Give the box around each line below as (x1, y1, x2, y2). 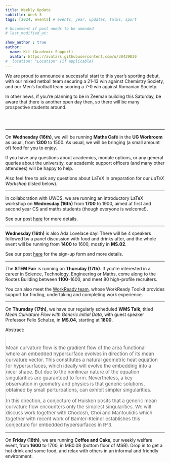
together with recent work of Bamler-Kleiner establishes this (6, 415, 141, 422)
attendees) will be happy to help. (5, 165, 73, 171)
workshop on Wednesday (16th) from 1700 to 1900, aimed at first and (5, 200, 151, 206)
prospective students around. (5, 104, 67, 110)
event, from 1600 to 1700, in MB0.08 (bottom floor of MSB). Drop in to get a (5, 442, 163, 448)
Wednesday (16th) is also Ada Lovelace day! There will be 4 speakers (5, 230, 151, 236)
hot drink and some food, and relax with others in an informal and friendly (5, 447, 159, 454)
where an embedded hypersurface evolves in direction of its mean (6, 350, 154, 357)
